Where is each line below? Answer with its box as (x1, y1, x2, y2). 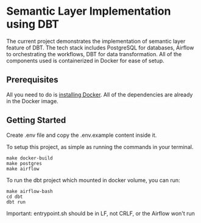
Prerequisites (6, 75, 58, 85)
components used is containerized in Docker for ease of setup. (6, 57, 164, 64)
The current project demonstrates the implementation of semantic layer (6, 37, 186, 45)
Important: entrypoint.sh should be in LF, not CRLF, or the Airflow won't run (6, 210, 195, 217)
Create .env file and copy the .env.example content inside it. (6, 131, 157, 139)
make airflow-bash (6, 188, 53, 194)
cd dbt (6, 194, 23, 200)
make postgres (6, 160, 43, 166)
